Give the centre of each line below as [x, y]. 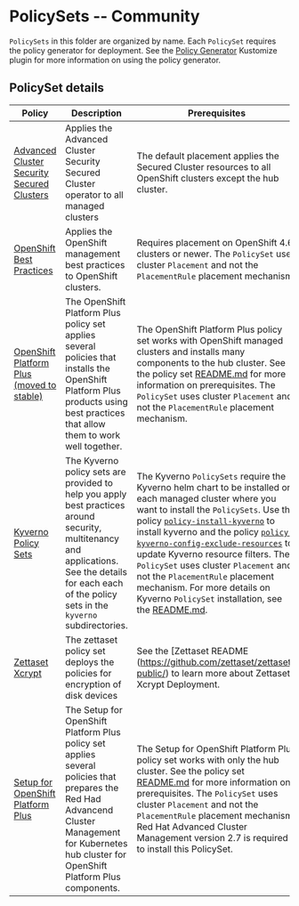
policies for [89, 673]
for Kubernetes [97, 843]
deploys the [90, 662]
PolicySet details [57, 88]
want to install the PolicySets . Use [208, 509]
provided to [89, 482]
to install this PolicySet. [185, 849]
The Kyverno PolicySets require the [211, 476]
